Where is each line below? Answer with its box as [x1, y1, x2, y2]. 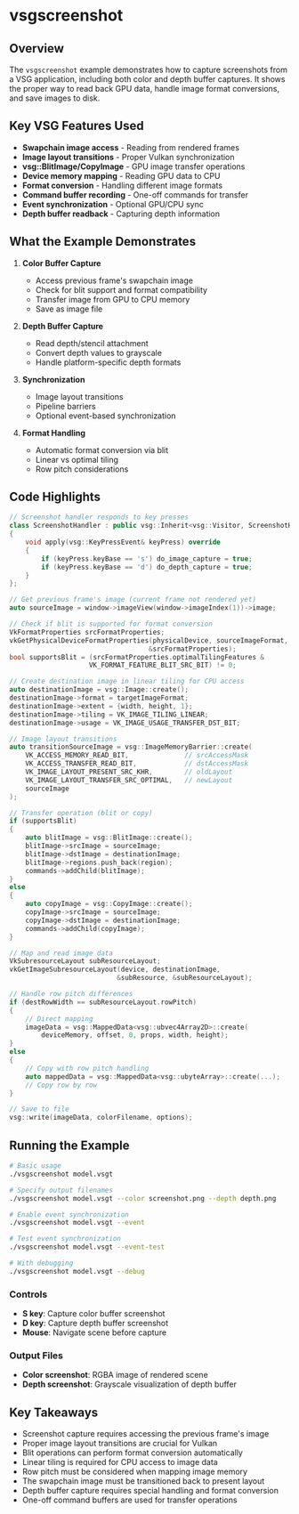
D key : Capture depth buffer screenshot [21, 1318, 169, 1329]
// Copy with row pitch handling [25, 1064, 149, 1073]
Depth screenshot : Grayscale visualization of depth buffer [21, 1379, 238, 1389]
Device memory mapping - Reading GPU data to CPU [21, 170, 221, 181]
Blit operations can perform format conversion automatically [21, 1447, 243, 1458]
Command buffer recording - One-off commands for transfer [21, 189, 249, 200]
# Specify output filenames [9, 1186, 114, 1194]
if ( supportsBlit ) [9, 816, 77, 826]
